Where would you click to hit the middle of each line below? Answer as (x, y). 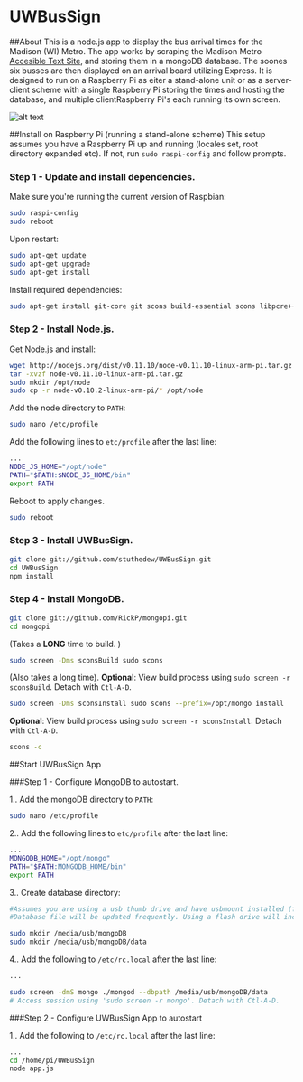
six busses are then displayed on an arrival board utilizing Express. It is (141, 71)
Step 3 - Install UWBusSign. (71, 541)
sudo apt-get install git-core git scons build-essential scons (133, 306)
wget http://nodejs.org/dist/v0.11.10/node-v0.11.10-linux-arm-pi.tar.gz (151, 365)
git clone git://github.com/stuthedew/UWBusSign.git (110, 559)
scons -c (26, 748)
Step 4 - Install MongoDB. (67, 599)
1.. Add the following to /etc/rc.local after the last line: (112, 1035)
